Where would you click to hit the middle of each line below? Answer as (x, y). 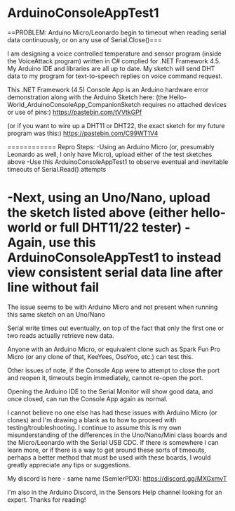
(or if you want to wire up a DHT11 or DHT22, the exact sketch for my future (116, 125)
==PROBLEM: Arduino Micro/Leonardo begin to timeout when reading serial (117, 32)
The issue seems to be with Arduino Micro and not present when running (113, 307)
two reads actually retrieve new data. (61, 335)
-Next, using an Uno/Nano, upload (109, 198)
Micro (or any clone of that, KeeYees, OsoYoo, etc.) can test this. (100, 356)
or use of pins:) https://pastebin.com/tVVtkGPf (75, 112)
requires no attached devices (185, 104)
